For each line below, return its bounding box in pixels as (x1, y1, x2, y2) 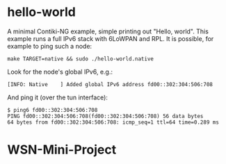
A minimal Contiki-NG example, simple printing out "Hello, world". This (7, 27, 209, 35)
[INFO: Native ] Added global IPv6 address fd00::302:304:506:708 (7, 81, 213, 88)
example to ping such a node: (7, 42, 92, 50)
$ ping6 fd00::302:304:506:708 (7, 106, 98, 113)
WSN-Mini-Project (7, 142, 117, 158)
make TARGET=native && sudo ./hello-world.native (7, 55, 154, 63)
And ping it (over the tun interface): (7, 93, 108, 101)
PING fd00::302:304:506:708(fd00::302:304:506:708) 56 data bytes (7, 113, 204, 120)
